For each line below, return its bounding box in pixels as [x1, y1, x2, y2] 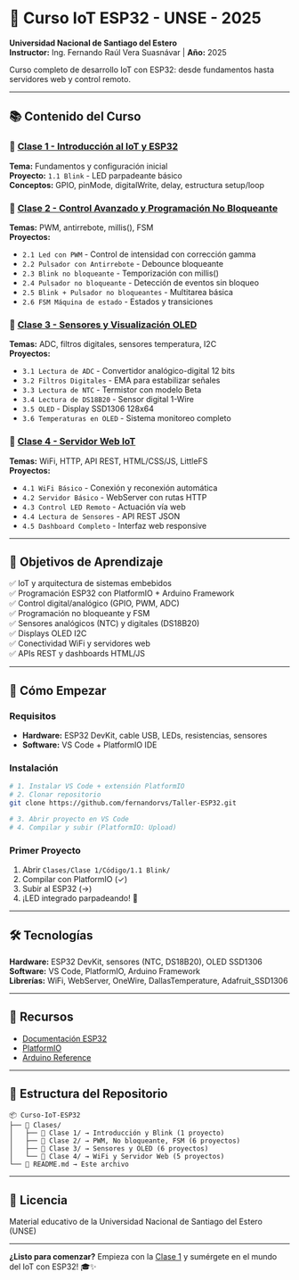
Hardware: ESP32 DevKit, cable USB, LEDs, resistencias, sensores [21, 731, 268, 741]
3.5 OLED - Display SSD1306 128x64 [21, 403, 154, 414]
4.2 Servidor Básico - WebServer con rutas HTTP [21, 491, 207, 502]
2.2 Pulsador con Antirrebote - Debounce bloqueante [21, 258, 224, 268]
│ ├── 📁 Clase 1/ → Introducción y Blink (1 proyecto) [9, 1128, 225, 1138]
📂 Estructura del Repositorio [9, 1086, 168, 1101]
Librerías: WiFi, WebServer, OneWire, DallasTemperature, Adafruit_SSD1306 [9, 975, 288, 986]
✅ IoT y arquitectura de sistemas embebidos [9, 578, 172, 589]
